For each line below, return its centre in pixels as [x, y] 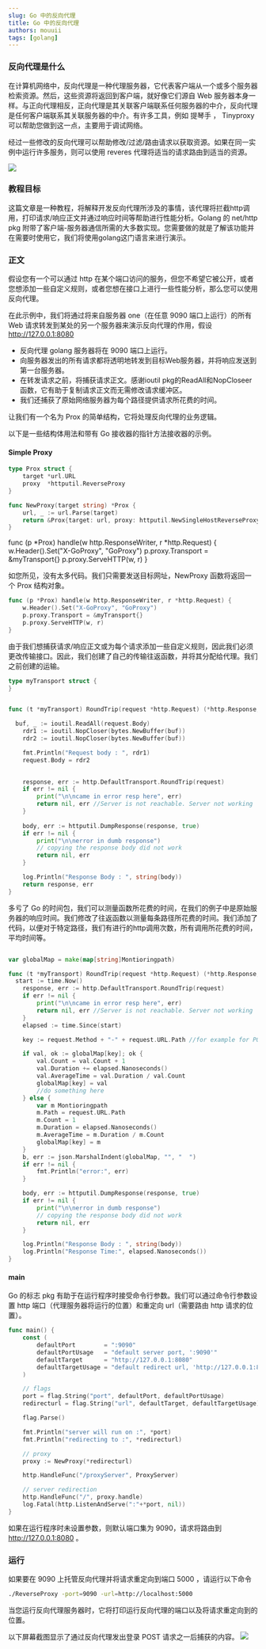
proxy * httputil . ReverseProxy [74, 484]
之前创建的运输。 [36, 666]
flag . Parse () [44, 1418]
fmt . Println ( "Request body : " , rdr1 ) [86, 753]
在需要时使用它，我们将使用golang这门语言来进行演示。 [99, 237]
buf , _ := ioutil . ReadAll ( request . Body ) [83, 724]
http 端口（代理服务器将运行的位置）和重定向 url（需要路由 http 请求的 [132, 1305]
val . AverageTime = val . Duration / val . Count [111, 1076]
